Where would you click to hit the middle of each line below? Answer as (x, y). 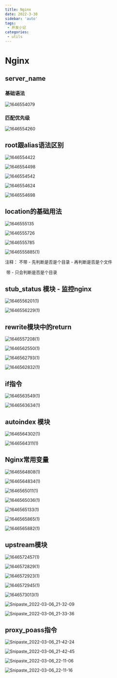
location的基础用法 (33, 211)
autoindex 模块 (28, 422)
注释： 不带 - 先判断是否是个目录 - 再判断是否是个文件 (59, 262)
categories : (17, 32)
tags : (10, 23)
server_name (25, 79)
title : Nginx (18, 9)
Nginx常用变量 (27, 460)
